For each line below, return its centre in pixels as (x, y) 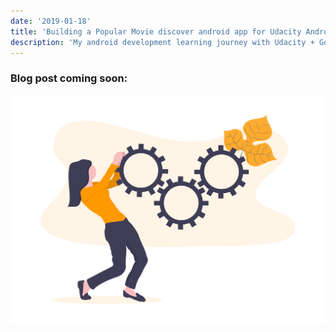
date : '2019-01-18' (51, 21)
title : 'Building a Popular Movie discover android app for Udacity (156, 31)
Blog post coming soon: (69, 78)
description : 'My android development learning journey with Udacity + (162, 42)
